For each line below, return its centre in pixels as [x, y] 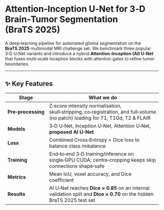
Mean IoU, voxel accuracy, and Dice [90, 174]
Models [16, 129]
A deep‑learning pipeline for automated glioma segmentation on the [73, 43]
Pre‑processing [26, 112]
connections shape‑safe [77, 166]
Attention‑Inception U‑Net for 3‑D [75, 9]
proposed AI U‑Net [72, 132]
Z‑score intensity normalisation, [85, 106]
